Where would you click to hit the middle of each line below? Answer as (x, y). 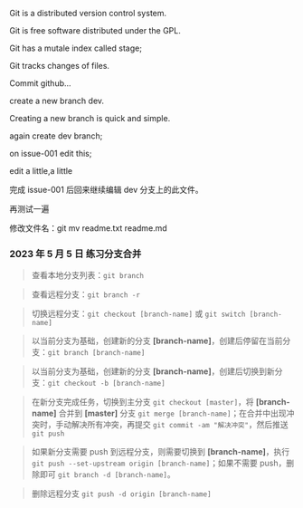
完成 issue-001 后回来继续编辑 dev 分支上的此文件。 (106, 190)
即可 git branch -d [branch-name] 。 (108, 474)
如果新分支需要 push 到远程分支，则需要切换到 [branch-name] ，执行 (161, 452)
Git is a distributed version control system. (88, 13)
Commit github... (40, 83)
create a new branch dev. (57, 101)
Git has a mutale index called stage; (76, 48)
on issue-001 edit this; (51, 153)
